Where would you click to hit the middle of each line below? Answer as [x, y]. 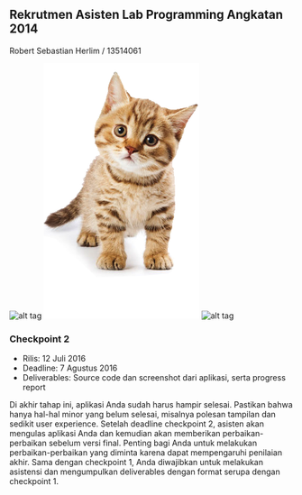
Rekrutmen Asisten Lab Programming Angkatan [146, 15]
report [34, 388]
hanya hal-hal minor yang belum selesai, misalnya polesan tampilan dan [143, 415]
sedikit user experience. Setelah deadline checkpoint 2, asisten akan [137, 424]
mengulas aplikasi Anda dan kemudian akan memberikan [115, 434]
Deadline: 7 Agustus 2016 [70, 368]
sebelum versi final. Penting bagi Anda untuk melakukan [153, 443]
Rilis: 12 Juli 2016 [54, 359]
